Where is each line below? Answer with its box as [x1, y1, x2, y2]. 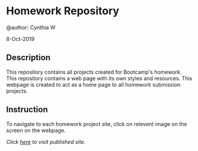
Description [6, 52, 51, 63]
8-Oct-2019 [6, 35, 34, 42]
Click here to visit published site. [6, 138, 86, 145]
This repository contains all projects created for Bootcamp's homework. [6, 68, 183, 75]
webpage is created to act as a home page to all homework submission [6, 81, 181, 88]
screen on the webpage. [6, 127, 66, 134]
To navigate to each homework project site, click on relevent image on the [6, 120, 187, 127]
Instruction [6, 105, 48, 115]
